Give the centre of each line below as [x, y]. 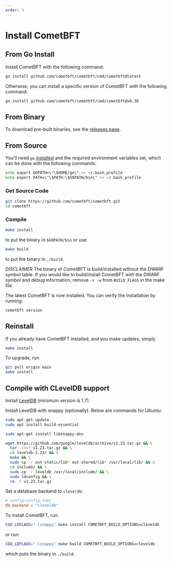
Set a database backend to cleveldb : [44, 491]
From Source [26, 145]
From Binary [25, 117]
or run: [12, 535]
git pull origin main [28, 367]
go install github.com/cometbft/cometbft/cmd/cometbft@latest [73, 76]
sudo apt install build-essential [42, 425]
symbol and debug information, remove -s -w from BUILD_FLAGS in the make [85, 280]
